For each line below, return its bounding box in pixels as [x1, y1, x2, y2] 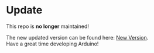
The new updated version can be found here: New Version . [6, 34, 149, 41]
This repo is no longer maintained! [6, 23, 90, 30]
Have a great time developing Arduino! [6, 40, 99, 47]
